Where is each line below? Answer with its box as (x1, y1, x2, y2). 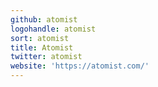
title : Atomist (10, 42, 74, 53)
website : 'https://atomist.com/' (10, 61, 150, 71)
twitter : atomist (10, 52, 83, 62)
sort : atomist (10, 33, 70, 43)
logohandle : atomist (10, 24, 97, 34)
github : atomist (10, 14, 78, 25)
